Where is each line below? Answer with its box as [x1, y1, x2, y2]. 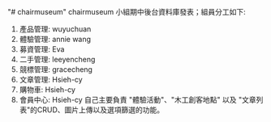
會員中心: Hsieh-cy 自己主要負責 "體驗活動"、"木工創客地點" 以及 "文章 [19, 95, 256, 104]
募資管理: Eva [19, 44, 65, 54]
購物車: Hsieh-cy [19, 85, 76, 95]
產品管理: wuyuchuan [19, 24, 92, 34]
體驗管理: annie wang [19, 35, 91, 44]
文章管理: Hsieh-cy [19, 75, 83, 84]
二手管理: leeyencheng [19, 55, 96, 64]
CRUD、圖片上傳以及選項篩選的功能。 [37, 105, 165, 115]
